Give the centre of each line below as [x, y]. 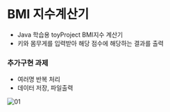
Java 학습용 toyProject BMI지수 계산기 [70, 35]
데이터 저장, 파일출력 [45, 88]
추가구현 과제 [28, 63]
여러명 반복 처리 [39, 80]
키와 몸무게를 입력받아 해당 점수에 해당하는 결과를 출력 [91, 43]
